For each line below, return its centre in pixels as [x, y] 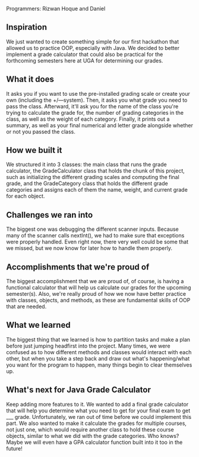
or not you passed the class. [41, 132]
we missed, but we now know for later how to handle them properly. [89, 248]
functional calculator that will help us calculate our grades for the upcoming [99, 287]
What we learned [38, 325]
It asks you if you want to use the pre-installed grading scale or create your [98, 93]
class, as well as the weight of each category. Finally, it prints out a [88, 119]
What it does [30, 79]
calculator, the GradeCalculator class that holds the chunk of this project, [96, 171]
